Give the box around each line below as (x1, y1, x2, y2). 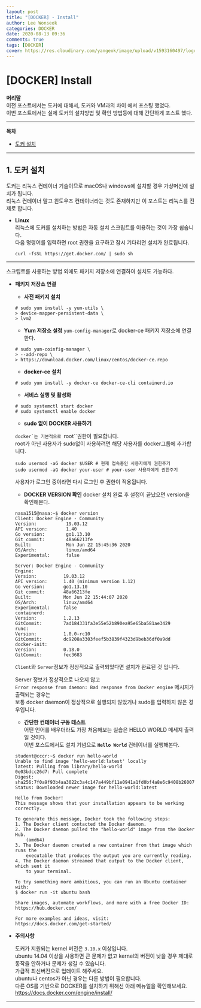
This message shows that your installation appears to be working (14, 800, 184, 806)
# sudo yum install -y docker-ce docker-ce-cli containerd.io (14, 380, 173, 386)
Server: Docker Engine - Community (14, 563, 104, 569)
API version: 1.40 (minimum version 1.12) (14, 578, 136, 584)
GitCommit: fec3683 (14, 651, 83, 658)
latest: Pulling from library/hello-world (14, 763, 123, 769)
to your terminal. (26, 868, 72, 874)
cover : (6, 48, 23, 54)
